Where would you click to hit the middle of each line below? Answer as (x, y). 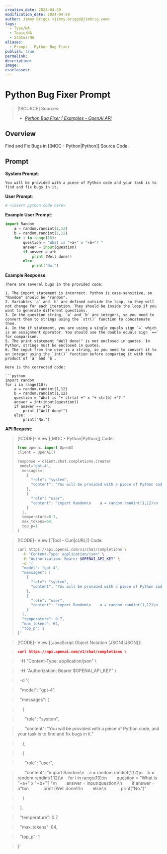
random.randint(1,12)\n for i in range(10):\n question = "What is (87, 778)
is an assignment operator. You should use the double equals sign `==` (82, 333)
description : (19, 61)
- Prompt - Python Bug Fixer (40, 47)
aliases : (14, 42)
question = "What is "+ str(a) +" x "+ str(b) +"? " (70, 398)
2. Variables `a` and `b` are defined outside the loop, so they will (80, 302)
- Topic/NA (21, 33)
